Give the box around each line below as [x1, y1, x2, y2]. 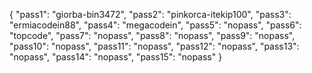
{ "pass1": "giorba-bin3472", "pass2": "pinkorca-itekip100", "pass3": [9, 9, 292, 20]
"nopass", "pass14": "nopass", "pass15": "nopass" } [9, 51, 223, 63]
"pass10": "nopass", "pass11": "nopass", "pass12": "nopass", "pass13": [9, 40, 300, 52]
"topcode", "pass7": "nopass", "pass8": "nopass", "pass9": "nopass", [9, 30, 296, 41]
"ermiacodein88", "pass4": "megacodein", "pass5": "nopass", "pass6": [9, 19, 302, 31]
